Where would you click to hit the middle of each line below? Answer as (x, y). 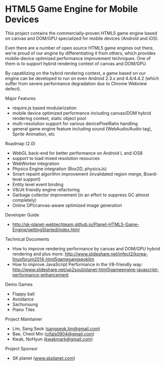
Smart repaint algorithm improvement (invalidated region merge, (77, 174)
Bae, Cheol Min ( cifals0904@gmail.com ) (53, 334)
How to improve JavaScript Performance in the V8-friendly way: (77, 264)
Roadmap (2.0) (20, 143)
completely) (24, 200)
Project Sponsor (21, 348)
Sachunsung (25, 304)
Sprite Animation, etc (33, 134)
